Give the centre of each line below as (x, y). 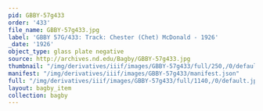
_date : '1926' (31, 45)
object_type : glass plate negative (66, 52)
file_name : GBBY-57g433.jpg (54, 30)
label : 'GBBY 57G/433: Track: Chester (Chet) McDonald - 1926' (113, 37)
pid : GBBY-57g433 (36, 15)
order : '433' (29, 23)
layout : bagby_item (40, 88)
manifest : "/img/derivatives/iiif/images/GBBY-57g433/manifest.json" (124, 73)
